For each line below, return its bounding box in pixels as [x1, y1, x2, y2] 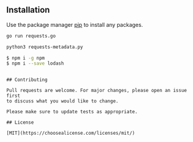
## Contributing [6, 77, 48, 83]
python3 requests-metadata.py [6, 44, 84, 50]
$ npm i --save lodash [6, 60, 64, 66]
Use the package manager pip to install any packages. [6, 21, 144, 28]
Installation [6, 5, 50, 15]
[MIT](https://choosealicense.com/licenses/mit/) [6, 130, 136, 137]
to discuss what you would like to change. [6, 98, 119, 104]
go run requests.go [6, 33, 56, 39]
